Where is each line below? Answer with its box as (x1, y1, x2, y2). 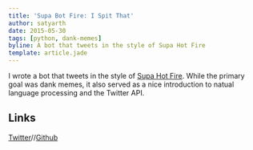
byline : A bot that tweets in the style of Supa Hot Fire (8, 42, 206, 50)
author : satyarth (8, 19, 66, 27)
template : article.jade (8, 49, 88, 57)
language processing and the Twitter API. (8, 88, 145, 97)
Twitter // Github (8, 132, 58, 142)
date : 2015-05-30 (8, 26, 66, 34)
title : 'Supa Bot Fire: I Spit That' (8, 11, 135, 20)
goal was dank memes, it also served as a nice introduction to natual (8, 79, 235, 89)
